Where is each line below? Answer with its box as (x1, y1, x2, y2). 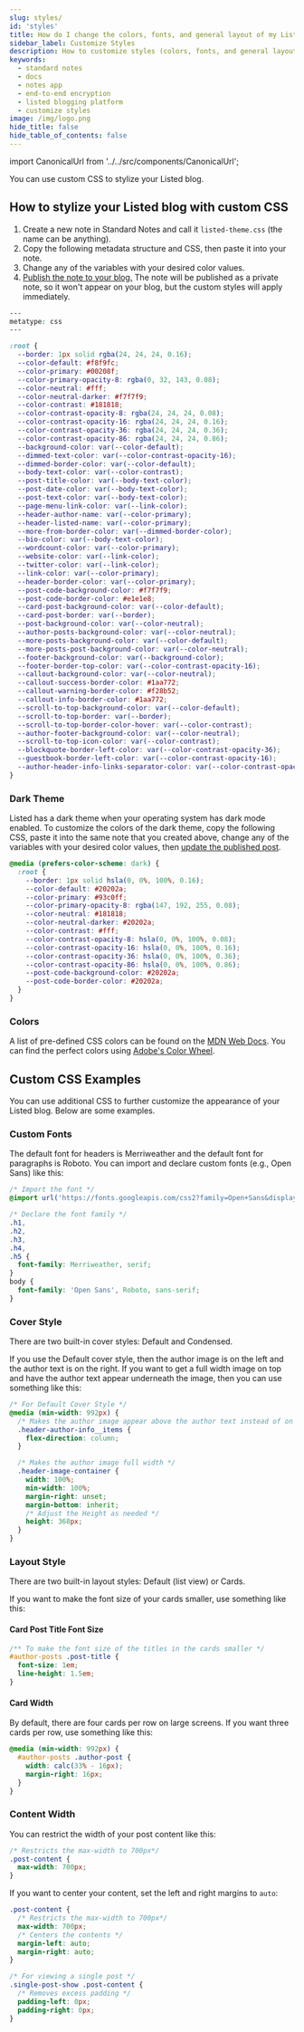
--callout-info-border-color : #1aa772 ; (17, 695, 168, 704)
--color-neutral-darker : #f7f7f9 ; (17, 392, 147, 401)
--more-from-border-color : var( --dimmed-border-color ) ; (17, 527, 233, 536)
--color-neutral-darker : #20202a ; (25, 918, 156, 928)
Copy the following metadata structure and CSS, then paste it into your (22, 243, 287, 253)
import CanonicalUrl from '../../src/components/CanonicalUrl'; (9, 156, 240, 167)
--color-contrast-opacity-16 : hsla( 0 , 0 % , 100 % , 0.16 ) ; (25, 943, 242, 952)
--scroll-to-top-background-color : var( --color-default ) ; (17, 703, 242, 712)
